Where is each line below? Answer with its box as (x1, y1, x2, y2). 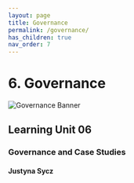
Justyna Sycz (8, 166, 54, 175)
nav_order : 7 (8, 41, 51, 49)
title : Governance (8, 19, 68, 27)
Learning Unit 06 (8, 123, 92, 137)
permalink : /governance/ (8, 26, 89, 34)
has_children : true (8, 33, 72, 42)
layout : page (8, 11, 51, 20)
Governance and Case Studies (8, 147, 126, 158)
